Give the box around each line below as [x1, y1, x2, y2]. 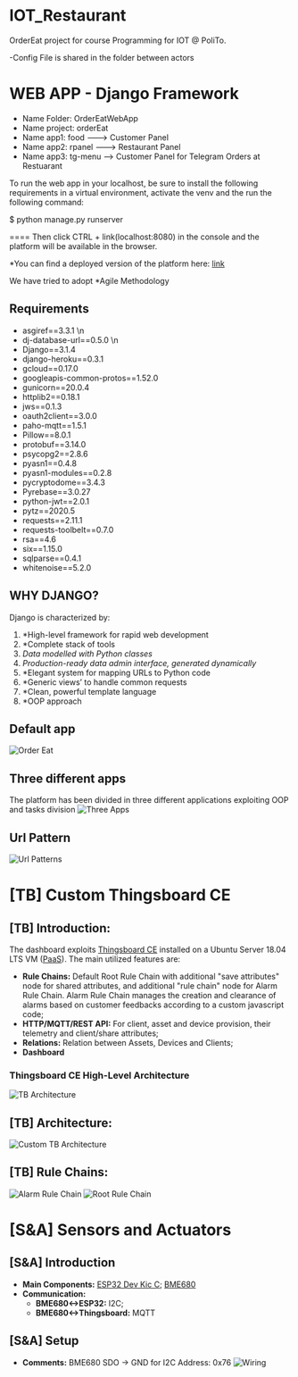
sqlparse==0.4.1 [21, 553, 82, 563]
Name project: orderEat [21, 122, 109, 133]
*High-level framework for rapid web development [21, 629, 210, 639]
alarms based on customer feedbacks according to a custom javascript [21, 999, 284, 1010]
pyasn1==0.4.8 [21, 457, 78, 469]
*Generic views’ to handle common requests [21, 676, 187, 688]
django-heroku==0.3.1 [21, 354, 104, 364]
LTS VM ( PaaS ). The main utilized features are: [9, 953, 181, 964]
